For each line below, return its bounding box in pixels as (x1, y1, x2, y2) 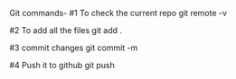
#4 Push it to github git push (9, 60, 115, 70)
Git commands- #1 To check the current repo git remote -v (9, 8, 228, 18)
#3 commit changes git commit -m (9, 42, 138, 53)
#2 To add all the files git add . (9, 25, 123, 35)
